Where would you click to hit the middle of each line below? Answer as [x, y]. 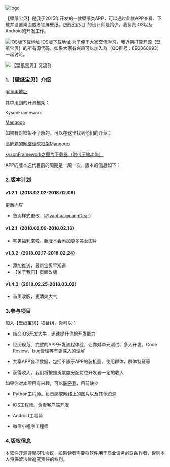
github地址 [16, 92]
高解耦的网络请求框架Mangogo [38, 144]
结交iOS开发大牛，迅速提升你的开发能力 [54, 334]
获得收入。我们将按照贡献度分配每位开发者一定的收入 [68, 373]
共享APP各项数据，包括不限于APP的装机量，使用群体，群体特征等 [81, 362]
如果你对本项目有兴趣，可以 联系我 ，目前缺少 [52, 383]
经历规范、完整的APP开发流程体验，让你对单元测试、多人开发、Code [85, 345]
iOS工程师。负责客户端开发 [41, 405]
